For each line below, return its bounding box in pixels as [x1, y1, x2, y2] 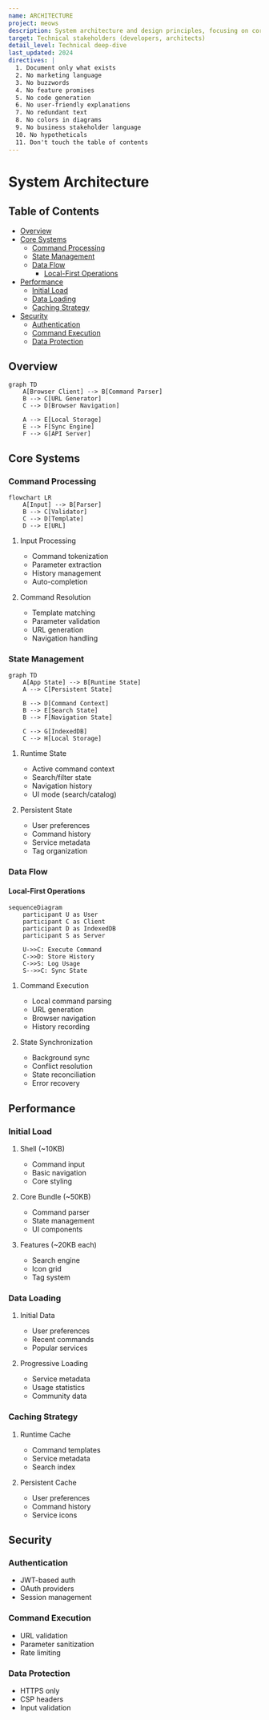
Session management [19, 1593, 92, 1602]
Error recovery [31, 1079, 80, 1088]
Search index [31, 1462, 76, 1472]
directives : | [8, 57, 56, 65]
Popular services [31, 1343, 88, 1353]
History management [31, 569, 102, 577]
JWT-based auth [19, 1575, 76, 1585]
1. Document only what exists [15, 64, 116, 72]
